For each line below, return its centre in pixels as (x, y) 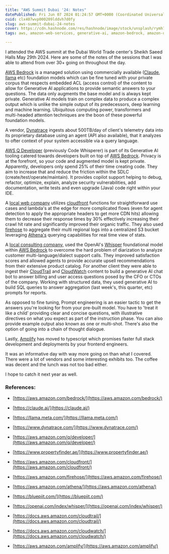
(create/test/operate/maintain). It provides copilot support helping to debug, (84, 177)
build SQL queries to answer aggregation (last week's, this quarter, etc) (79, 287)
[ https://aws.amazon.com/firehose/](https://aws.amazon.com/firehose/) (87, 477)
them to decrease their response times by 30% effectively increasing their (82, 219)
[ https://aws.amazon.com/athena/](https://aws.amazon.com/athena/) (84, 487)
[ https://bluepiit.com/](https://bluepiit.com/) (58, 496)
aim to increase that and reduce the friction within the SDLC (67, 172)
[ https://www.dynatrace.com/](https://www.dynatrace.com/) (75, 427)
